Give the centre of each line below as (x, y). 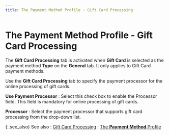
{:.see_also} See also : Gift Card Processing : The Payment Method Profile (83, 127)
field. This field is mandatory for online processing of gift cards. (72, 101)
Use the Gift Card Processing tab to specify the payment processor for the (84, 81)
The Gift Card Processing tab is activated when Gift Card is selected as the (84, 60)
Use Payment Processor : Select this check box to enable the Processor (81, 96)
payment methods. (25, 71)
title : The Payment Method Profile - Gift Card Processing (69, 10)
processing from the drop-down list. (43, 117)
